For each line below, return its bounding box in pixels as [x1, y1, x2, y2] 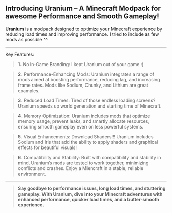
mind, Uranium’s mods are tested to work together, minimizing [17, 160, 149, 166]
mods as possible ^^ [5, 36, 48, 42]
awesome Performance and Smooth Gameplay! [5, 12, 160, 21]
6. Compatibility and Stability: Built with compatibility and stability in [17, 154, 161, 160]
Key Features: [5, 51, 34, 57]
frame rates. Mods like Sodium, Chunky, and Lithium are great [17, 82, 148, 88]
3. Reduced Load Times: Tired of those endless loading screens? [17, 97, 156, 103]
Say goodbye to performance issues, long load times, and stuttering [17, 185, 166, 191]
